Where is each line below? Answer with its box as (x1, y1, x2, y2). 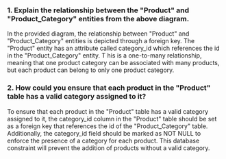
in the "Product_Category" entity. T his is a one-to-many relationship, (7, 51, 202, 60)
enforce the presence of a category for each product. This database (7, 136, 200, 145)
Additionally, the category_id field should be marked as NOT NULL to (7, 129, 201, 137)
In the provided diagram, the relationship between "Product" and (7, 29, 190, 38)
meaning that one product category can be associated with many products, (7, 59, 220, 67)
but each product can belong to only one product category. (7, 66, 175, 74)
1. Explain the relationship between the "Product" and (7, 5, 190, 15)
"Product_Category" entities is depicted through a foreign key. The (7, 37, 195, 45)
